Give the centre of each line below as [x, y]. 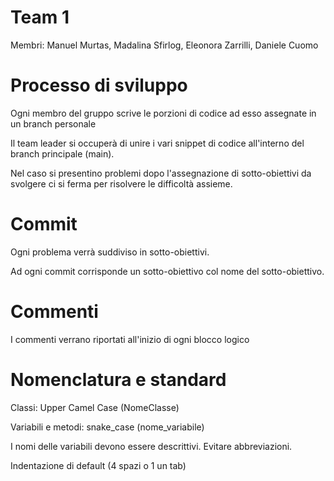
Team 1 [40, 17]
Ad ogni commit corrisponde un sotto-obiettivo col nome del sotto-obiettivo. [167, 271]
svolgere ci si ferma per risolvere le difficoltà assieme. [121, 183]
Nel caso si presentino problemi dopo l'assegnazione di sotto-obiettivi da [161, 173]
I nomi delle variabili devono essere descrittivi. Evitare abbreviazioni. [151, 446]
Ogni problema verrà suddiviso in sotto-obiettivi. [110, 252]
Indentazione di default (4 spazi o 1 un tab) [98, 465]
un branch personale [53, 123]
